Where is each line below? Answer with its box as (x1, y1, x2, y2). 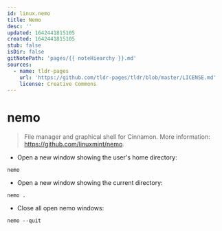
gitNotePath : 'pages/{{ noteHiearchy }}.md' (7, 55, 137, 62)
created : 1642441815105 (7, 36, 76, 43)
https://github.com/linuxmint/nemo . (23, 140, 125, 148)
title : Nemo (7, 16, 41, 23)
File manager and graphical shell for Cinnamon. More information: (23, 133, 211, 141)
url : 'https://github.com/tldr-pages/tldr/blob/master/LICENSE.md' (19, 74, 217, 81)
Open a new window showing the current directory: (16, 179, 163, 187)
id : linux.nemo (7, 10, 51, 17)
